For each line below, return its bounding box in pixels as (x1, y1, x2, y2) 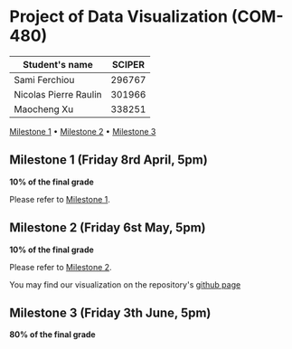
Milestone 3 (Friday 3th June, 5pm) (9, 305, 212, 320)
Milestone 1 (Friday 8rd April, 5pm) (9, 152, 208, 168)
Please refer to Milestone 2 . (9, 261, 112, 272)
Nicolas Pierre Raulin (14, 88, 102, 100)
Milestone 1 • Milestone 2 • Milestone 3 (9, 126, 156, 137)
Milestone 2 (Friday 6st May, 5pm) (9, 220, 206, 236)
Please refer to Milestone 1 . (9, 193, 111, 204)
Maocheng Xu (14, 102, 74, 115)
